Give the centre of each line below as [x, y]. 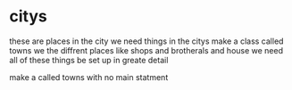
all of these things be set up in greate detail [89, 60]
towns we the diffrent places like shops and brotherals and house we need [146, 50]
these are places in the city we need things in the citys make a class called [146, 41]
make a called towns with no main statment [89, 77]
